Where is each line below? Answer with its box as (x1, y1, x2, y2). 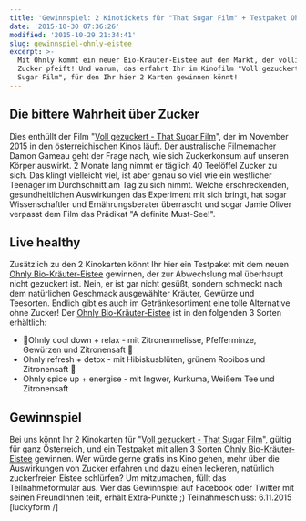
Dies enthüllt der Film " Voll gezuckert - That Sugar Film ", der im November (9, 130, 289, 141)
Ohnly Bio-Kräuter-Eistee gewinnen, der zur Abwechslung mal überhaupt (9, 268, 284, 279)
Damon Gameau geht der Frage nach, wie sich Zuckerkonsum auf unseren (9, 150, 290, 161)
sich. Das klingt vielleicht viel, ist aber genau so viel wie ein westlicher (9, 170, 272, 181)
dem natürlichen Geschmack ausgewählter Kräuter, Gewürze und (9, 288, 255, 299)
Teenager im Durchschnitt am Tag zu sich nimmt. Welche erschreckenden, (9, 179, 290, 190)
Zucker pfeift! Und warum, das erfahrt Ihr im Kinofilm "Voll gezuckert (17, 65, 300, 74)
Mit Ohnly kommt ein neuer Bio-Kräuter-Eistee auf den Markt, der (17, 56, 275, 65)
